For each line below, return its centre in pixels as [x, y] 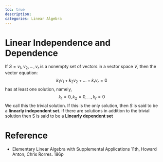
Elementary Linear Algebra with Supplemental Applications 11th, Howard [84, 149]
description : [18, 14]
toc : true [15, 9]
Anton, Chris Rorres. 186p [38, 154]
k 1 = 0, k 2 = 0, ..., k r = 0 [82, 97]
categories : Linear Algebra [34, 18]
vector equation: [21, 73]
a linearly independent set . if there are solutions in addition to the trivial [77, 110]
